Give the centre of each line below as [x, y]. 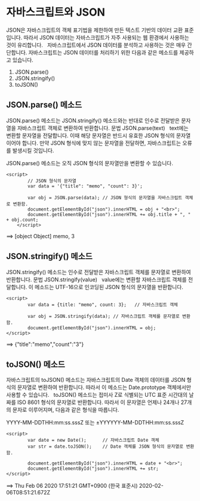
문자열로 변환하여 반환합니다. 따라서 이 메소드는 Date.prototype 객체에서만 [104, 387]
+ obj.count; [22, 220]
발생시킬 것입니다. [33, 150]
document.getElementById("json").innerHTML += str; [93, 469]
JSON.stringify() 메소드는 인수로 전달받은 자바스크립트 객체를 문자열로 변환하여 [99, 272]
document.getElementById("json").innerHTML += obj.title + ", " [109, 214]
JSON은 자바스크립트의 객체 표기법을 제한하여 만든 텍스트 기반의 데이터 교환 [95, 30]
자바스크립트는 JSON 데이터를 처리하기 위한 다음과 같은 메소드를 [103, 52]
